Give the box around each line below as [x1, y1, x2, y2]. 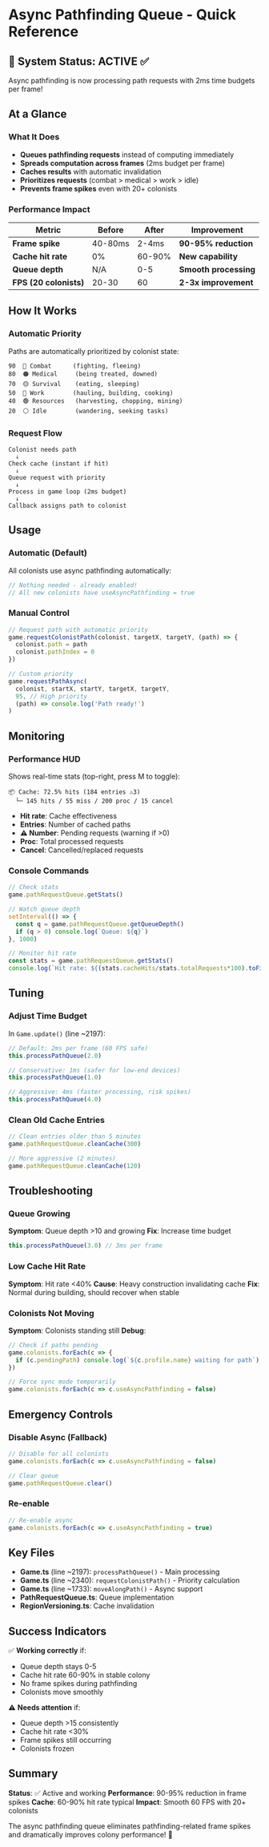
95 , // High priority [15, 692, 88, 700]
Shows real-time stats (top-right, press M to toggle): [8, 771, 180, 782]
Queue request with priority [8, 473, 106, 481]
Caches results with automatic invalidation [19, 167, 162, 176]
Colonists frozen [19, 1744, 74, 1753]
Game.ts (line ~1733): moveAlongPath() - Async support [19, 1584, 203, 1594]
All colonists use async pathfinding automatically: [8, 565, 172, 575]
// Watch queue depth [8, 905, 81, 914]
